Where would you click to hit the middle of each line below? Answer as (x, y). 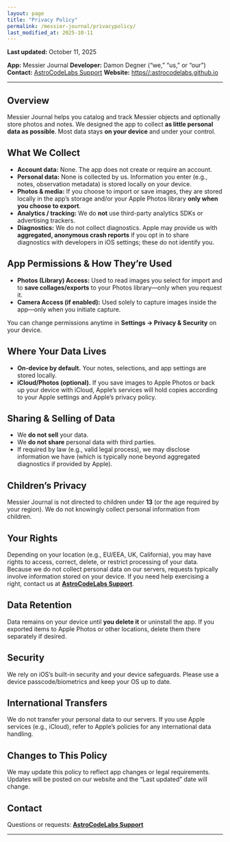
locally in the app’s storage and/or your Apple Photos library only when (117, 199)
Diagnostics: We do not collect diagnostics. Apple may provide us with (117, 227)
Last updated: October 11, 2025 (52, 52)
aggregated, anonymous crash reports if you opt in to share (103, 235)
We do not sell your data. (53, 435)
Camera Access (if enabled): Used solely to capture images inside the (117, 302)
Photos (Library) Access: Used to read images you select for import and (119, 280)
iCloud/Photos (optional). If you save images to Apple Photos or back (116, 382)
